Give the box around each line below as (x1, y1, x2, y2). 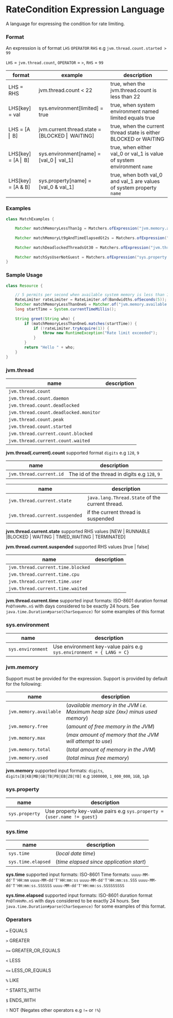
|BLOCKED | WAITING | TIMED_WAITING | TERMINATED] (6, 534, 126, 540)
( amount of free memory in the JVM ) (66, 722, 155, 730)
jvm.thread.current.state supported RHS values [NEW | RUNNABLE (6, 528, 150, 534)
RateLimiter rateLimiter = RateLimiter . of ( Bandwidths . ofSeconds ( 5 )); (15, 297, 167, 302)
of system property (110, 184, 157, 191)
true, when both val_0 (110, 171, 163, 179)
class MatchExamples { (6, 217, 54, 222)
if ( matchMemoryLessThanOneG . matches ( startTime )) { (24, 321, 138, 326)
